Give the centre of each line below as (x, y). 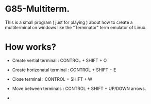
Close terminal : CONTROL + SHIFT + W (52, 79)
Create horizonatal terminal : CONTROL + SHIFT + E (64, 70)
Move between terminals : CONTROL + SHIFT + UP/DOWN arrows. (79, 89)
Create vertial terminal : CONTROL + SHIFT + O (59, 60)
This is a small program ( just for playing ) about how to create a (69, 22)
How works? (31, 47)
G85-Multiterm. (37, 9)
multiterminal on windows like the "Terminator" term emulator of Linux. (76, 27)
